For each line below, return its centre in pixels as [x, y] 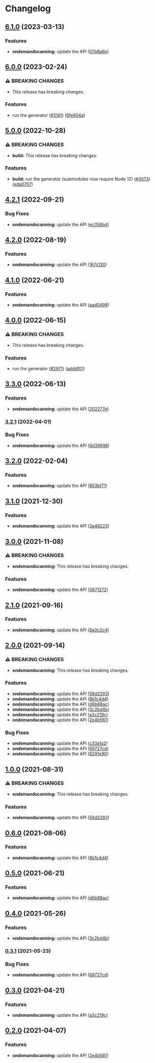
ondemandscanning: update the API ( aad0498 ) [61, 305]
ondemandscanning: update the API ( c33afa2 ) [60, 743]
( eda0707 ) [23, 184]
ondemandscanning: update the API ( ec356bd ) [61, 224]
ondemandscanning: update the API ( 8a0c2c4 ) [61, 630]
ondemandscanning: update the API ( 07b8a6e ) [61, 51]
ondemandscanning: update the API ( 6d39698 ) [61, 445]
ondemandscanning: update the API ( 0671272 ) [60, 590]
